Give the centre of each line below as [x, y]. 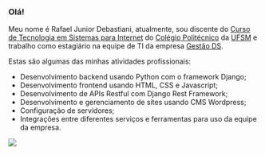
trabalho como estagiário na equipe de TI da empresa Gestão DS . [116, 46]
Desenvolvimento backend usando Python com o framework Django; [133, 77]
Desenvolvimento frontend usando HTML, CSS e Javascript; [119, 85]
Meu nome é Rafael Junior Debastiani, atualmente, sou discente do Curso [129, 29]
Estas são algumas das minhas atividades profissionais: [100, 61]
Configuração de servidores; [67, 110]
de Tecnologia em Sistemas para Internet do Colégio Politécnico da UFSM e [133, 37]
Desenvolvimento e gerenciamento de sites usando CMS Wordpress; [133, 103]
